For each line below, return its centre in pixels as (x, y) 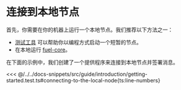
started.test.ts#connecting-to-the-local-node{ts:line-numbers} (83, 80)
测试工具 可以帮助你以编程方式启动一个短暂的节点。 (78, 42)
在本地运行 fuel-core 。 (43, 49)
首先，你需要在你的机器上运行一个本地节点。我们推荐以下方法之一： (90, 30)
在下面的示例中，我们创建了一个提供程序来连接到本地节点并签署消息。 (92, 62)
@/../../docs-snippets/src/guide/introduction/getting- (82, 74)
